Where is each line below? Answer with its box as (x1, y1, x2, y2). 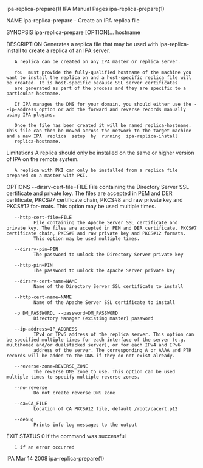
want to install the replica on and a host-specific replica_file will (6, 75, 191, 81)
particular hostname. (6, 91, 61, 97)
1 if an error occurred (14, 444, 75, 450)
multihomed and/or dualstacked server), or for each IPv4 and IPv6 (6, 342, 181, 348)
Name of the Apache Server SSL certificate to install (33, 300, 175, 306)
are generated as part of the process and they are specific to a (14, 85, 187, 91)
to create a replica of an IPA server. (22, 47, 111, 54)
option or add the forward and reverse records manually (38, 106, 187, 112)
